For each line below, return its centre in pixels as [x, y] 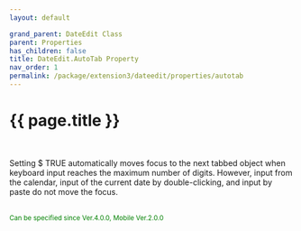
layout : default [40, 18]
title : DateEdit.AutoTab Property [74, 60]
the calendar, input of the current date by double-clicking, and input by [141, 182]
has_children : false [48, 51]
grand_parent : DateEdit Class [66, 34]
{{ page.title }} [65, 120]
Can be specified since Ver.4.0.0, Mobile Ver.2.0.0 [87, 217]
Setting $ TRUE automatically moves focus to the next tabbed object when [148, 162]
